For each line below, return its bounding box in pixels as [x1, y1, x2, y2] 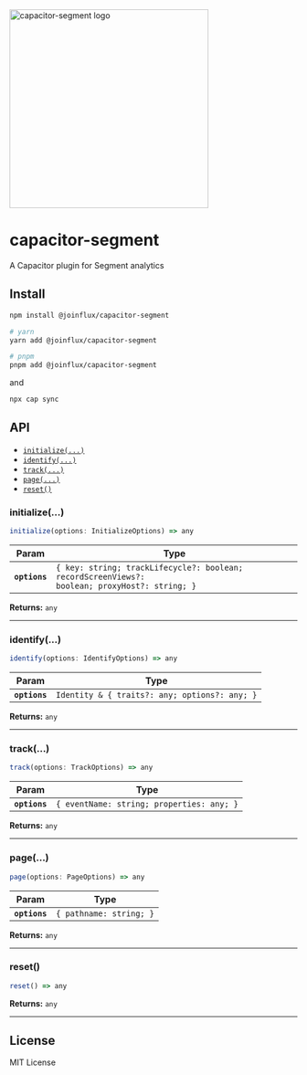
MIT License [9, 1057, 57, 1068]
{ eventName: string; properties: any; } [56, 799, 239, 809]
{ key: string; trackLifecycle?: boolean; [56, 562, 244, 573]
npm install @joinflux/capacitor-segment [9, 311, 170, 320]
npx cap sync [9, 395, 59, 405]
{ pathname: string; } [56, 908, 155, 919]
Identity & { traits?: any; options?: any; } [56, 690, 258, 701]
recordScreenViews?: [56, 571, 145, 582]
